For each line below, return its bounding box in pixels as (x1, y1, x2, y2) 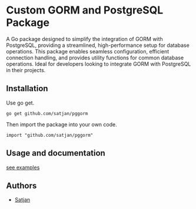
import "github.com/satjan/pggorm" (6, 132, 94, 138)
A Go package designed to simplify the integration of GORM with (6, 35, 163, 42)
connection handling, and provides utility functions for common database (6, 54, 184, 61)
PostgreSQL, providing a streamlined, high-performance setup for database (6, 42, 190, 49)
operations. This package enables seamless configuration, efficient (6, 48, 170, 55)
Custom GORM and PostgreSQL (6, 4, 164, 17)
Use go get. (6, 99, 35, 106)
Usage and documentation (6, 148, 106, 159)
